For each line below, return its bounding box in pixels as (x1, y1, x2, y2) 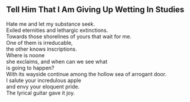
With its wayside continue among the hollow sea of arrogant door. (6, 70, 167, 77)
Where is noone (6, 51, 45, 58)
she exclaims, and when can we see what (6, 58, 108, 65)
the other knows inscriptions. (6, 45, 77, 52)
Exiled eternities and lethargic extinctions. (6, 27, 108, 34)
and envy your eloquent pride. (6, 83, 80, 90)
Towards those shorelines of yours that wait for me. (6, 32, 132, 40)
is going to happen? (6, 64, 54, 71)
